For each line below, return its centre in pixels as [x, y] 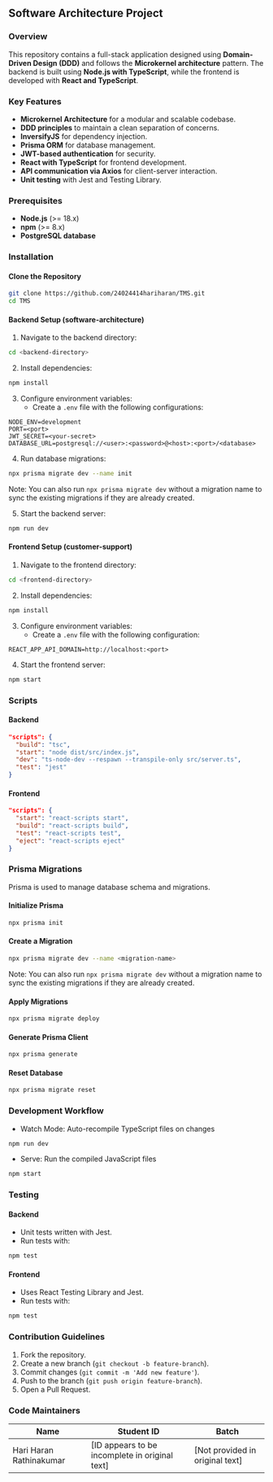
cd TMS [19, 301]
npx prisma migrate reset [52, 1090]
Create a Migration [41, 941]
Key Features [35, 101]
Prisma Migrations [45, 869]
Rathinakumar [39, 1460]
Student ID [139, 1431]
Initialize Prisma [36, 905]
